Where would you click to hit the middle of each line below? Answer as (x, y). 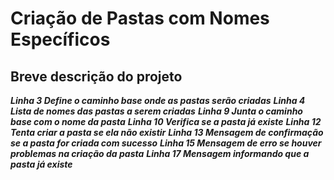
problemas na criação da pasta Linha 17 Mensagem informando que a (160, 153)
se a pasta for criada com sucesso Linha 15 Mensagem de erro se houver (166, 143)
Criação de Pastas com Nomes (140, 18)
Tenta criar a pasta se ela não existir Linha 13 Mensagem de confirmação (167, 132)
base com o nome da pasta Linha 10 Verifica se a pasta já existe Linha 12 (166, 121)
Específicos (60, 39)
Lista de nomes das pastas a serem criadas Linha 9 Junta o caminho (156, 111)
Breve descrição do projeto (96, 76)
